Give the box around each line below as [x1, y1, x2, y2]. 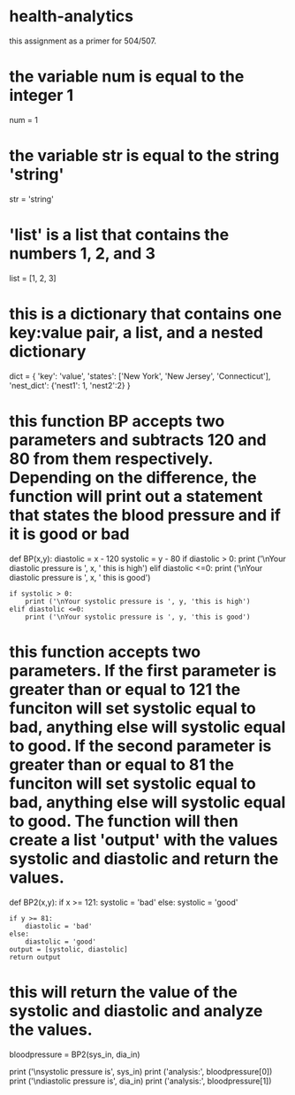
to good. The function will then [9, 811, 238, 831]
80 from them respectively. [9, 449, 214, 468]
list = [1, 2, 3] [9, 273, 57, 283]
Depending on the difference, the [9, 467, 257, 488]
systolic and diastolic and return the [9, 848, 279, 868]
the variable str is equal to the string [9, 146, 280, 166]
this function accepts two [9, 642, 201, 661]
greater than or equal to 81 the [9, 754, 234, 775]
